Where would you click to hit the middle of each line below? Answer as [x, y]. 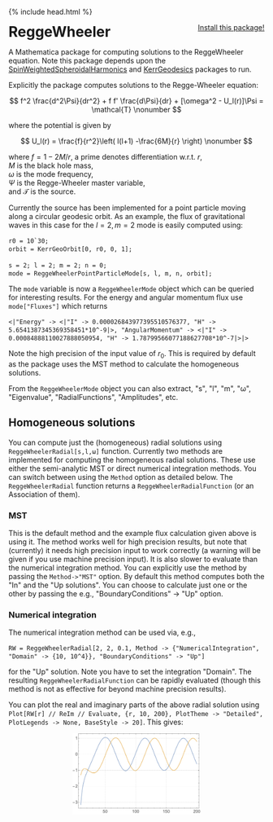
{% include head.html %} [50, 12]
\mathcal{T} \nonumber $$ [136, 110]
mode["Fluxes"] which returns [58, 306]
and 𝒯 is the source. [42, 191]
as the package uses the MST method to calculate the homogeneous [124, 364]
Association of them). [44, 494]
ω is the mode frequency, [51, 174]
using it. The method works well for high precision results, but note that [128, 542]
